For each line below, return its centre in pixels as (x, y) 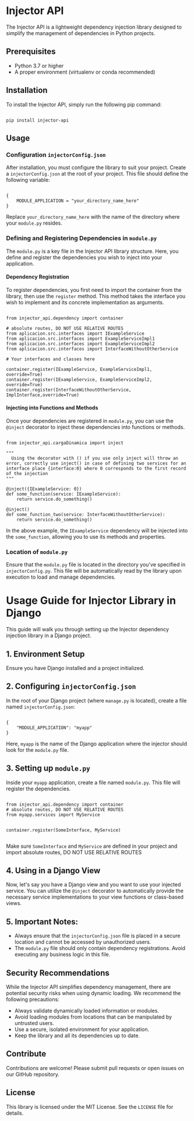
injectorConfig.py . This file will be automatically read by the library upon (94, 571)
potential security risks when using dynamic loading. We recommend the (94, 993)
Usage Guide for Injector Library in (91, 601)
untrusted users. (34, 1023)
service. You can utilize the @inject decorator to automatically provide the (95, 891)
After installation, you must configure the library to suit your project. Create (96, 167)
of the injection (27, 473)
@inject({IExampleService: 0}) (44, 489)
